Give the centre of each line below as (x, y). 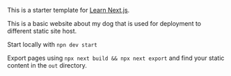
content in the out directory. (47, 65)
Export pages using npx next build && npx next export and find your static (116, 58)
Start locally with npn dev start (52, 44)
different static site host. (42, 31)
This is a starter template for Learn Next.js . (69, 10)
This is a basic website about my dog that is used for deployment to (104, 23)
